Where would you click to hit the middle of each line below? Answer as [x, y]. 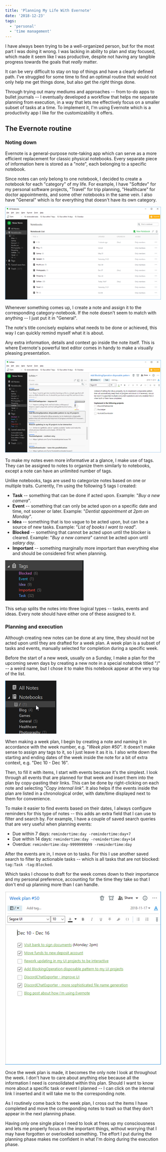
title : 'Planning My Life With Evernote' [48, 10]
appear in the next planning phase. [41, 1114]
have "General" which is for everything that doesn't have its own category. [81, 200]
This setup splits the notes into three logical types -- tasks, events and [77, 609]
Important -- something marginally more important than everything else [85, 548]
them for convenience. [28, 798]
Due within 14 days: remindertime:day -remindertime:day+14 [74, 839]
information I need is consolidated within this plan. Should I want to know [80, 1083]
